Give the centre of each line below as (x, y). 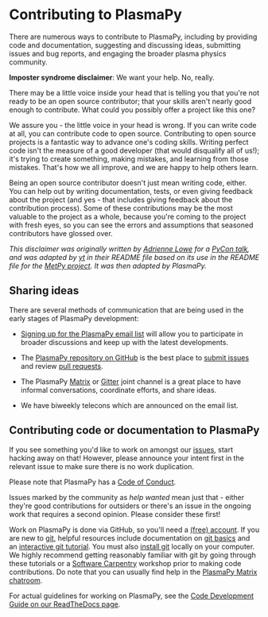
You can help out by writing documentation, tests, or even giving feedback (131, 191)
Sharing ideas (44, 291)
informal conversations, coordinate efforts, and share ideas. (118, 390)
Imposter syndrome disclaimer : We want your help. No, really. (112, 77)
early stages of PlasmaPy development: (74, 318)
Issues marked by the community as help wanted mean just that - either (127, 497)
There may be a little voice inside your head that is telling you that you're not (134, 92)
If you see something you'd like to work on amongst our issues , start (121, 449)
